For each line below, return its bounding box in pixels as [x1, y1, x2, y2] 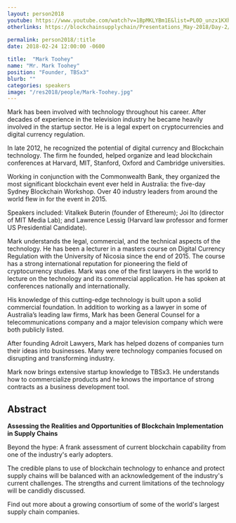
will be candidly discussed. [7, 486, 86, 495]
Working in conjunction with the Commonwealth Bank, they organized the [7, 172, 221, 181]
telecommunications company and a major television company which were [7, 318, 223, 327]
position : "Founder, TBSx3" [7, 68, 90, 76]
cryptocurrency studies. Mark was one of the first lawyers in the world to [7, 267, 218, 275]
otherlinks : [7, 23, 42, 30]
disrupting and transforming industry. [7, 354, 115, 363]
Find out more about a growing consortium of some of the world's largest [7, 500, 220, 509]
